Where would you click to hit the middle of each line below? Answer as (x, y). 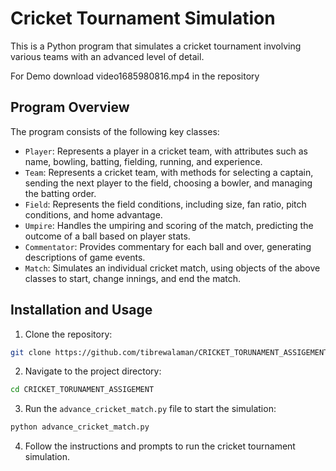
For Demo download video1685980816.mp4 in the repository (135, 76)
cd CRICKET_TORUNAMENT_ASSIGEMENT (82, 390)
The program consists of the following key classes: (115, 131)
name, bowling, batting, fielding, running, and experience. (143, 161)
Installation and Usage (81, 310)
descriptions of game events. (85, 257)
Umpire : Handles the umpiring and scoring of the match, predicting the (169, 225)
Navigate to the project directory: (93, 371)
